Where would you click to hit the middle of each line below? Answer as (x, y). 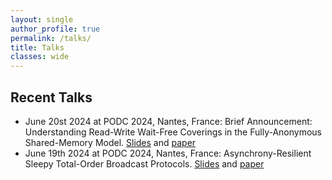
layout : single (42, 19)
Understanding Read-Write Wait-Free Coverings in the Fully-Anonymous (173, 132)
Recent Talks (51, 97)
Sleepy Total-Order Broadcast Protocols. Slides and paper (144, 163)
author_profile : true (55, 29)
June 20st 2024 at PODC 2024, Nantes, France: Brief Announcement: (168, 121)
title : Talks (37, 47)
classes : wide (40, 57)
